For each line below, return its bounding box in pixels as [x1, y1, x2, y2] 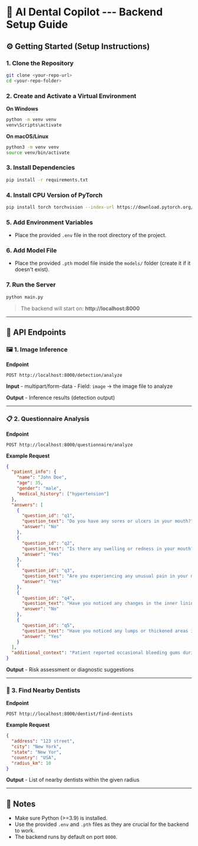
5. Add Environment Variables [6, 218, 93, 226]
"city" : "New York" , [11, 744, 62, 750]
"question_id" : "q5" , [21, 622, 75, 628]
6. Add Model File [6, 246, 57, 254]
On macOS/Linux [6, 133, 49, 140]
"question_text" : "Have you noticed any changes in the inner [21, 601, 178, 607]
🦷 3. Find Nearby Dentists [6, 686, 81, 694]
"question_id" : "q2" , [21, 540, 75, 546]
